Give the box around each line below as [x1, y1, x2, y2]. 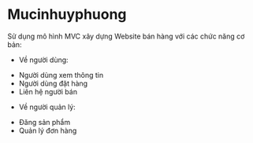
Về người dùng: [18, 55, 69, 64]
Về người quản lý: [18, 102, 76, 112]
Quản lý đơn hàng [18, 126, 77, 135]
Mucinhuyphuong [7, 5, 127, 24]
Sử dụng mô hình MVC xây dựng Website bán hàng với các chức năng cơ [7, 31, 245, 41]
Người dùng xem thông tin [18, 70, 104, 79]
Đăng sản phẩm [18, 117, 71, 126]
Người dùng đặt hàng [18, 79, 88, 88]
